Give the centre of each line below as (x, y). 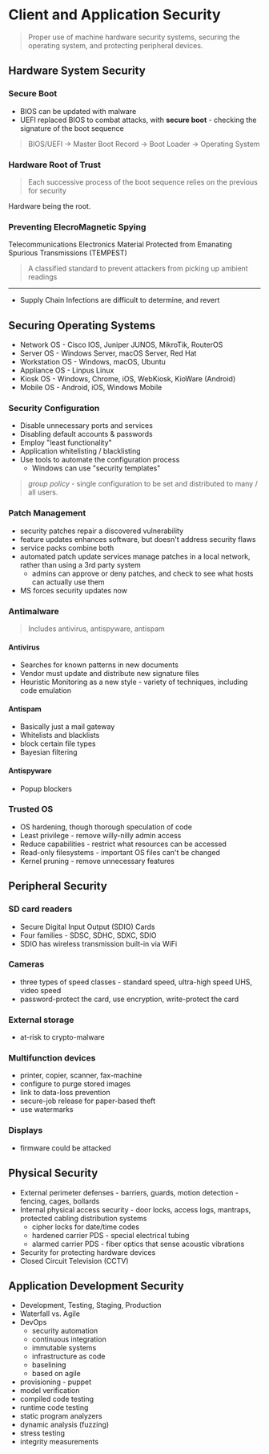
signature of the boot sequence (72, 128)
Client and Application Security (115, 15)
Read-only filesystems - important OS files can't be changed (120, 852)
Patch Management (47, 513)
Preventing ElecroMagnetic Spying (77, 226)
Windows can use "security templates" (96, 468)
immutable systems (64, 1348)
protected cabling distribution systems (83, 1218)
